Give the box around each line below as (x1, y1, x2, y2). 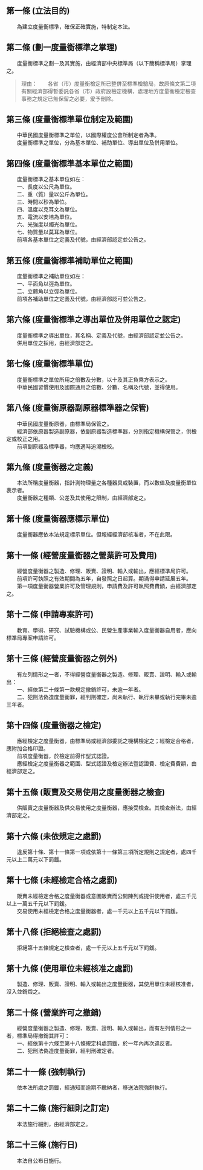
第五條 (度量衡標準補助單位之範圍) (6, 256, 134, 266)
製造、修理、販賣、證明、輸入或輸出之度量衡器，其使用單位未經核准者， (16, 980, 197, 988)
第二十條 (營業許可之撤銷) (6, 1008, 101, 1018)
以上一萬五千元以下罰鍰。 (6, 899, 70, 907)
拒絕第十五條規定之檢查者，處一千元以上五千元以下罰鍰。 (16, 944, 160, 951)
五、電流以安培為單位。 (16, 213, 76, 220)
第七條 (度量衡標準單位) (6, 359, 94, 369)
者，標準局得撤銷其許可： (6, 1032, 70, 1040)
